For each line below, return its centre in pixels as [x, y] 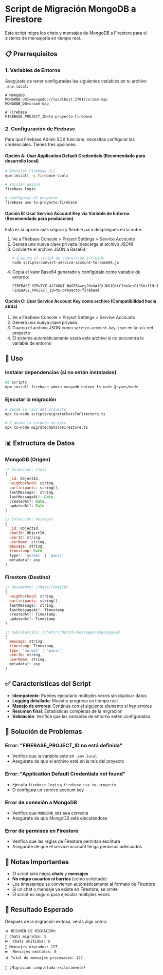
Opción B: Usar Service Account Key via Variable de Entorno [67, 213]
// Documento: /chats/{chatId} [37, 587]
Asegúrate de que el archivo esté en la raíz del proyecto [68, 761]
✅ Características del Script [48, 684]
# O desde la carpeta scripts [36, 423]
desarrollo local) [22, 161]
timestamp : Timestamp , [32, 646]
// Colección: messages [29, 519]
